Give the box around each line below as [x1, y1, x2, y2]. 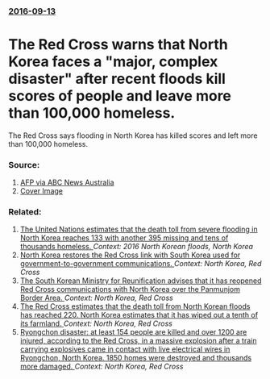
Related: [8, 206, 42, 218]
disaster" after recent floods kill [8, 70, 226, 88]
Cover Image [19, 186, 63, 196]
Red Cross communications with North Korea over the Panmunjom [19, 285, 240, 294]
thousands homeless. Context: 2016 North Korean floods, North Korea [19, 242, 254, 252]
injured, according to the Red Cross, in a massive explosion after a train [19, 336, 257, 346]
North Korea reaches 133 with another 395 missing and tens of [19, 233, 229, 243]
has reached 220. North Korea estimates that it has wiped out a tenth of [19, 310, 259, 320]
